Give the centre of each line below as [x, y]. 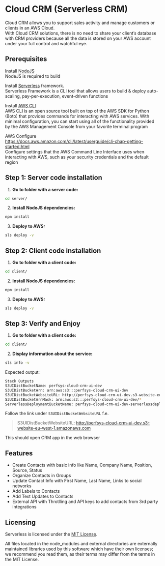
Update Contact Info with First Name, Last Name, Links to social [77, 481]
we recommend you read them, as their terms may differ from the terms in [80, 554]
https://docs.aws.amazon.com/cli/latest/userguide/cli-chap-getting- [74, 141]
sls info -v [17, 363]
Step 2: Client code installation [53, 251]
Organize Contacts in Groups [41, 476]
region [12, 162]
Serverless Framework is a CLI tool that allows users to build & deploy [76, 91]
